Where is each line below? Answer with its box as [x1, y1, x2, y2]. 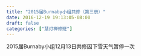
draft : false [6, 20, 39, 26]
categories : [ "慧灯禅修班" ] [6, 25, 73, 32]
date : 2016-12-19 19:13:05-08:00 [6, 14, 91, 20]
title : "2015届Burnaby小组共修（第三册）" [6, 8, 106, 15]
